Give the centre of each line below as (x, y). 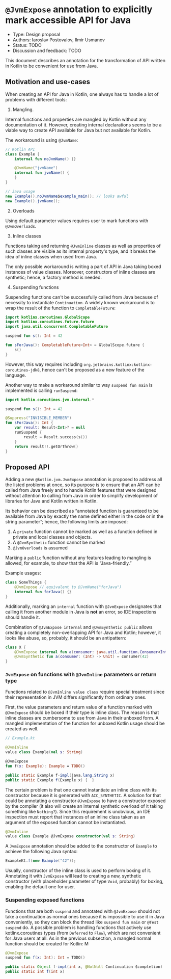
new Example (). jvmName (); (33, 201)
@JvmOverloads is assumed (40, 548)
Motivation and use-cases (48, 82)
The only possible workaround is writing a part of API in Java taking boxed (83, 267)
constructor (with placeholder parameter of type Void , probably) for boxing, (84, 881)
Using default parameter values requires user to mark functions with (77, 221)
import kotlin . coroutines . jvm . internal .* (50, 400)
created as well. (22, 729)
